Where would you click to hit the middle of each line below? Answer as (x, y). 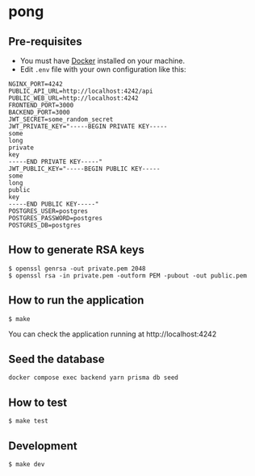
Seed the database (56, 359)
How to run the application (76, 301)
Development (43, 446)
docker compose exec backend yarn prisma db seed (94, 378)
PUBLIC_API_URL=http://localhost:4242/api (81, 91)
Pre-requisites (45, 42)
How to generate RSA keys (77, 250)
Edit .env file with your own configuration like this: (103, 69)
